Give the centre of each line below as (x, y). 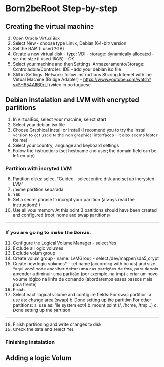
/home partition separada (38, 189)
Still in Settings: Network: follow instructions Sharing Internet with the (82, 74)
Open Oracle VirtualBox (36, 38)
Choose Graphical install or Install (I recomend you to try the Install (79, 130)
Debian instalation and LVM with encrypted (72, 100)
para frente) (25, 284)
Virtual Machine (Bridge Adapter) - (47, 79)
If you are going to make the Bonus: (48, 232)
